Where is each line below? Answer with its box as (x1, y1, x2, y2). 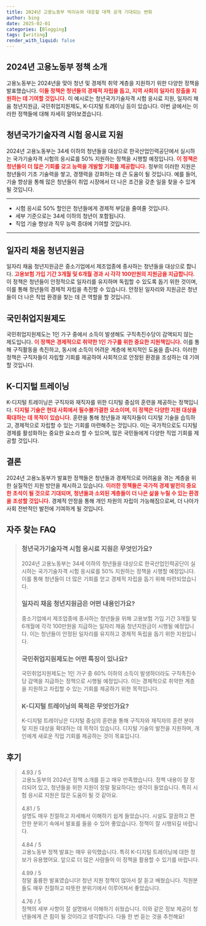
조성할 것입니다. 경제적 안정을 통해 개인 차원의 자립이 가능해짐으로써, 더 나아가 (12, 497, 199, 504)
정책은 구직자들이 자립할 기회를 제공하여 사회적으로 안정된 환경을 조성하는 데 (6, 354, 188, 361)
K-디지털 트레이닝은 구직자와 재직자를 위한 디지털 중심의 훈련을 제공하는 (6, 399, 178, 406)
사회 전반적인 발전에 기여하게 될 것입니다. (6, 504, 105, 512)
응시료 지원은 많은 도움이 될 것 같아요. (28, 791, 118, 799)
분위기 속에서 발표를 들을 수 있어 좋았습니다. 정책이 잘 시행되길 (32, 820, 182, 827)
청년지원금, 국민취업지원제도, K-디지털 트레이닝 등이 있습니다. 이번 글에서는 (12, 102, 192, 109)
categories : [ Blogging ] (6, 26, 67, 33)
